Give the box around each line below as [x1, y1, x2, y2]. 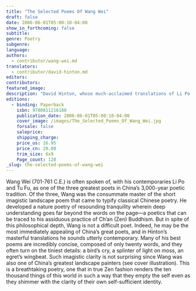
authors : [6, 52, 28, 58]
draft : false [6, 14, 38, 20]
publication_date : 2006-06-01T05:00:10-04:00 [16, 113, 130, 118]
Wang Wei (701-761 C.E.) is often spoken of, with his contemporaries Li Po [6, 178, 185, 186]
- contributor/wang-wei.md [11, 58, 77, 64]
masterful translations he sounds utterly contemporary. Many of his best [6, 234, 181, 242]
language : [6, 47, 31, 53]
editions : [6, 96, 31, 102]
